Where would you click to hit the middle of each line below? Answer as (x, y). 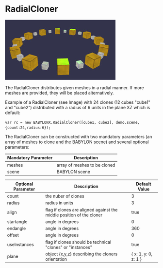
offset (13, 235)
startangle (17, 221)
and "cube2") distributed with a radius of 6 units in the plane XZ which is (78, 107)
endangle (16, 229)
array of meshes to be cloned (86, 165)
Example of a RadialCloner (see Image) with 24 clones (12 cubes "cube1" (78, 102)
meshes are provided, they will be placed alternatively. (59, 93)
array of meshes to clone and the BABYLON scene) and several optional (77, 142)
